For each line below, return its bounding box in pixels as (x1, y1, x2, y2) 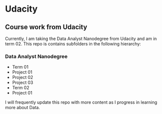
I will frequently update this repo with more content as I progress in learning (5, 99, 158, 105)
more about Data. (5, 105, 40, 111)
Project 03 (12, 79, 33, 86)
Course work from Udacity (5, 23, 87, 31)
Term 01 (12, 64, 29, 70)
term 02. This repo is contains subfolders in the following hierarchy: (5, 41, 142, 47)
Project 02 (12, 75, 33, 80)
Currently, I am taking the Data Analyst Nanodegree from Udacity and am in (5, 36, 157, 41)
